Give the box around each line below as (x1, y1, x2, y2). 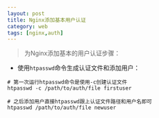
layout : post (7, 10, 45, 17)
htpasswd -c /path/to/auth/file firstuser (7, 85, 132, 92)
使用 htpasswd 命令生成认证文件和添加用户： (17, 63, 140, 72)
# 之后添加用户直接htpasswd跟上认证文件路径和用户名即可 (7, 98, 153, 106)
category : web (7, 23, 49, 30)
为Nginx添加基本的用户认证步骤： (24, 49, 121, 57)
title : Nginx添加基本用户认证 (7, 17, 87, 23)
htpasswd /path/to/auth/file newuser (7, 104, 117, 111)
